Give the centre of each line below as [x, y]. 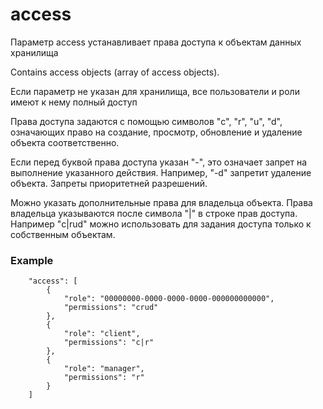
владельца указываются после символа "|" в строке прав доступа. [154, 213]
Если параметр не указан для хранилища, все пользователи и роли [155, 91]
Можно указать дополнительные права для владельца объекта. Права [161, 202]
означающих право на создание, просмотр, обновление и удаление [156, 132]
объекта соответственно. [65, 142]
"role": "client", [102, 334]
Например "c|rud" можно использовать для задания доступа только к [161, 224]
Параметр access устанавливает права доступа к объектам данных [156, 42]
